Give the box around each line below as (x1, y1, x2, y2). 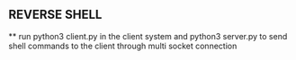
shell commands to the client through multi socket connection (8, 40, 238, 51)
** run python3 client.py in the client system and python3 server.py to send (8, 30, 288, 41)
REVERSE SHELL (8, 7, 103, 22)
